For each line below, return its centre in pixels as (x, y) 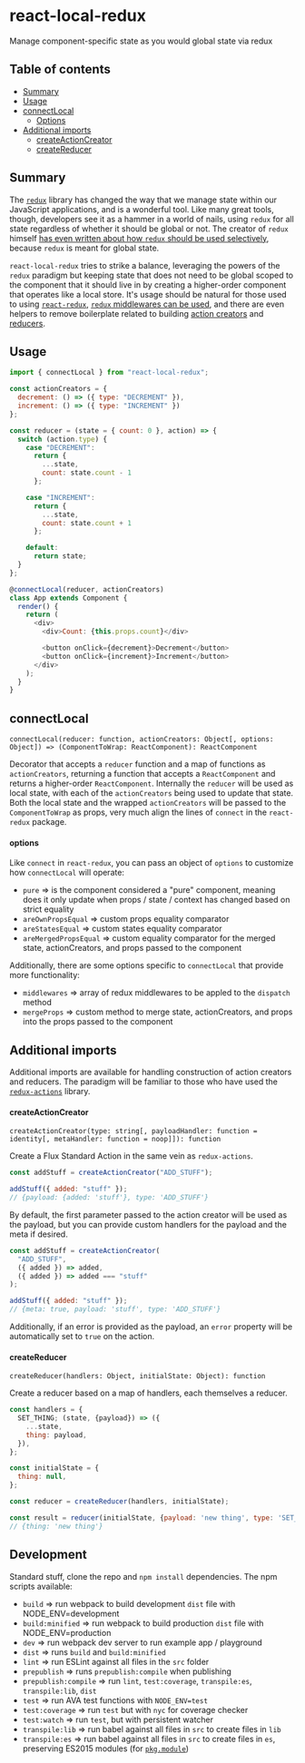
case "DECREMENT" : (60, 447)
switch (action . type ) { (62, 439)
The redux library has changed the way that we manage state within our (143, 200)
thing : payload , (57, 1435)
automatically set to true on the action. (82, 1337)
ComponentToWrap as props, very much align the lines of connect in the (138, 812)
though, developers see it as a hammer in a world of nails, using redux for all (152, 219)
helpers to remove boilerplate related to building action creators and (137, 313)
